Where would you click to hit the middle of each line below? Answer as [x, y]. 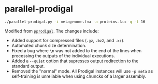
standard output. [28, 66]
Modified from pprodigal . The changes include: [52, 31]
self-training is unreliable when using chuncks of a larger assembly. [79, 76]
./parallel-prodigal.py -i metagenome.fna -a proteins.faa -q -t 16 [75, 22]
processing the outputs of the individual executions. [63, 56]
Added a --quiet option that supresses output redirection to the [75, 61]
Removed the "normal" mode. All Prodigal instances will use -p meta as [82, 71]
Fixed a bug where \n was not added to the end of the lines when [77, 50]
